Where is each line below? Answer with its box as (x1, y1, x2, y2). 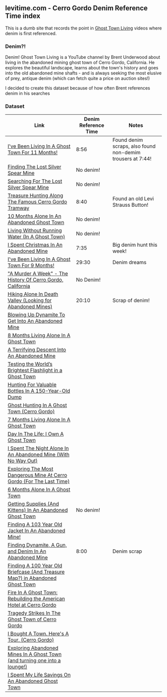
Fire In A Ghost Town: (7, 589, 58, 596)
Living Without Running (7, 227, 62, 234)
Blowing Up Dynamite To (7, 312, 66, 319)
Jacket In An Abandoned (7, 527, 66, 534)
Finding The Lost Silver (7, 163, 62, 170)
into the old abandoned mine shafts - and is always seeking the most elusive (5, 70, 162, 76)
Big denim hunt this (112, 242, 158, 249)
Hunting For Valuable (7, 381, 57, 388)
